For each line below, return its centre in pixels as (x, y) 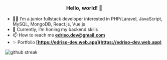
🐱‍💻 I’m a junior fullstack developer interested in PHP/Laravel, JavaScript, (87, 19)
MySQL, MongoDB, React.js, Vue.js (49, 24)
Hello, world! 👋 (84, 8)
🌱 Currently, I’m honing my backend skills (55, 29)
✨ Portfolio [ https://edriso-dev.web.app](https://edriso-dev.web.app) (87, 42)
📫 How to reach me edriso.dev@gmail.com (59, 35)
